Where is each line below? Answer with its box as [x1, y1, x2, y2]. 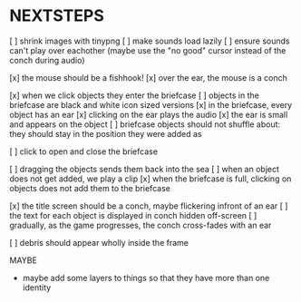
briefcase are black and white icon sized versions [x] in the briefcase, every [9, 99, 293, 110]
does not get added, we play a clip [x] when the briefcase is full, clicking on [9, 173, 292, 184]
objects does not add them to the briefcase [9, 182, 170, 193]
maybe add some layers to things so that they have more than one [22, 272, 270, 283]
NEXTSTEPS [9, 5, 104, 26]
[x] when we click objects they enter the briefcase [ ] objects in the [9, 90, 260, 101]
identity [22, 282, 52, 293]
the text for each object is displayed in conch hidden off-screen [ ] [9, 209, 257, 220]
